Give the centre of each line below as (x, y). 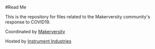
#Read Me (16, 7)
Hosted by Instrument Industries (38, 41)
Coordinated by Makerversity (35, 31)
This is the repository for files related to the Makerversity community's (78, 17)
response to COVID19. (28, 22)
